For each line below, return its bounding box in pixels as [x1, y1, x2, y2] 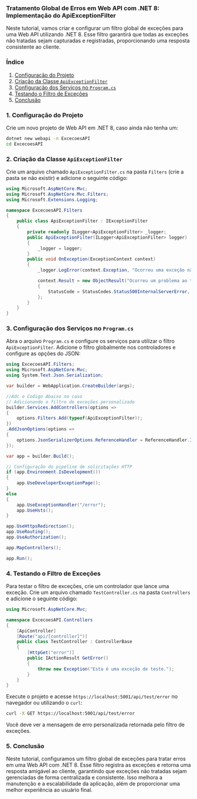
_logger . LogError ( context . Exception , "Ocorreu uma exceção [37, 267, 185, 273]
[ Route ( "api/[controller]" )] [16, 633, 88, 640]
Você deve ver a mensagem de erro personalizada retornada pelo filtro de [6, 721, 185, 728]
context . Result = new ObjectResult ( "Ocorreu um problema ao [37, 278, 188, 284]
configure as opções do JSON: [6, 350, 81, 357]
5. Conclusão [6, 742, 45, 750]
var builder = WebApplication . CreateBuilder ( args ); [6, 383, 135, 389]
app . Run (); [6, 555, 33, 561]
